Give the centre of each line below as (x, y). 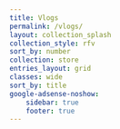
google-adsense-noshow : (55, 94)
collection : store (44, 60)
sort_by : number (40, 52)
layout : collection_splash (60, 35)
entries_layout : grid (50, 69)
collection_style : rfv (52, 43)
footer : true (50, 111)
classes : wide (36, 77)
